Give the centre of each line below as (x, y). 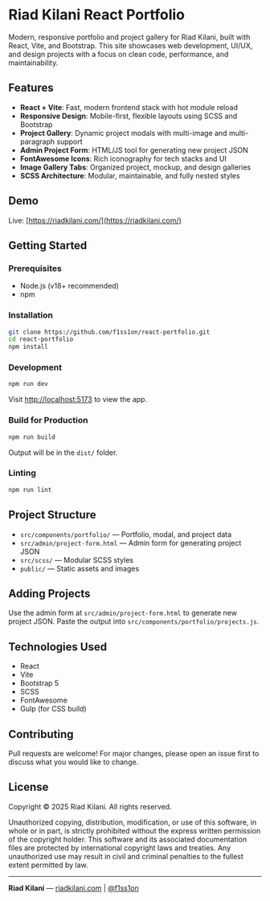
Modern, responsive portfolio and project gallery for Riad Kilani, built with (129, 37)
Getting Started (48, 246)
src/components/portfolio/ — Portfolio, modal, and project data (126, 534)
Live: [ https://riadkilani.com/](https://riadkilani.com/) (95, 220)
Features (31, 88)
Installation (31, 315)
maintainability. (33, 63)
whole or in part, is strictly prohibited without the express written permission (135, 830)
